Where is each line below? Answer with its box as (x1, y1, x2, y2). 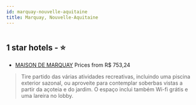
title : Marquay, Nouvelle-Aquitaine (6, 14, 98, 20)
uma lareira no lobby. (21, 92, 74, 100)
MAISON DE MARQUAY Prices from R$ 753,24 (14, 61, 131, 69)
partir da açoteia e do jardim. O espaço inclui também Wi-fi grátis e (21, 86, 188, 93)
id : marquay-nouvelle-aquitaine (6, 8, 87, 15)
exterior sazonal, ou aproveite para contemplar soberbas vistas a (21, 79, 183, 87)
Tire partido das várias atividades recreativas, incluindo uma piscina (21, 73, 191, 80)
